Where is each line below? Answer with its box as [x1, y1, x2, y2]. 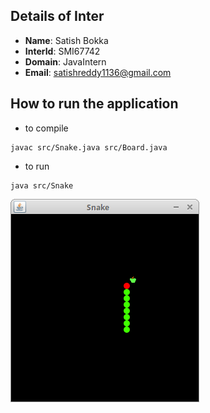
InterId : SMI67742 [24, 45, 101, 57]
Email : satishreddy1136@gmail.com [24, 66, 172, 78]
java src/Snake [10, 180, 74, 191]
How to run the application [10, 95, 179, 113]
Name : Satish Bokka [24, 34, 109, 46]
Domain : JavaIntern [24, 55, 107, 68]
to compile [24, 122, 69, 134]
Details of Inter [10, 8, 105, 25]
